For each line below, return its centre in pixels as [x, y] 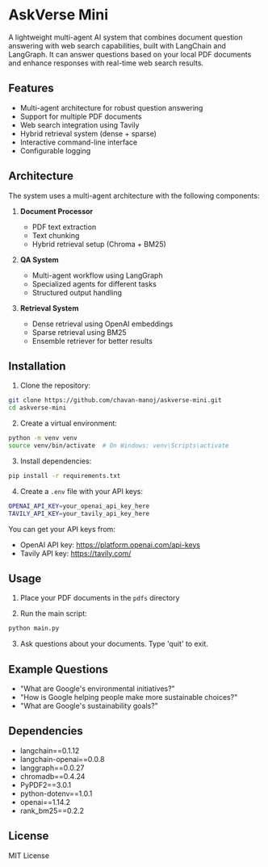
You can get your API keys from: [62, 529]
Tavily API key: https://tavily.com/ [75, 553]
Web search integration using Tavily [80, 125]
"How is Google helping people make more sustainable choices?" [129, 697]
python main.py [34, 628]
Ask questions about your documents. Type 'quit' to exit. [114, 644]
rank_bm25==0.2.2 [52, 810]
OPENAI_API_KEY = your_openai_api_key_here [79, 506]
